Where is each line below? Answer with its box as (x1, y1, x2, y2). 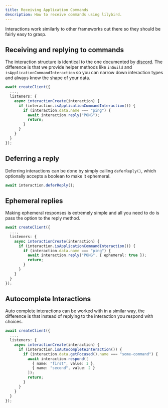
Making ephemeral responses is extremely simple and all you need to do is (5, 210, 159, 216)
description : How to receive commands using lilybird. (5, 12, 122, 17)
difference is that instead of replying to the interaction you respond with (5, 313, 153, 319)
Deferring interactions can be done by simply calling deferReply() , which (5, 167, 156, 173)
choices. (5, 319, 23, 325)
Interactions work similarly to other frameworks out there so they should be (5, 26, 161, 32)
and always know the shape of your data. (5, 75, 90, 81)
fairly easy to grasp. (5, 31, 47, 37)
